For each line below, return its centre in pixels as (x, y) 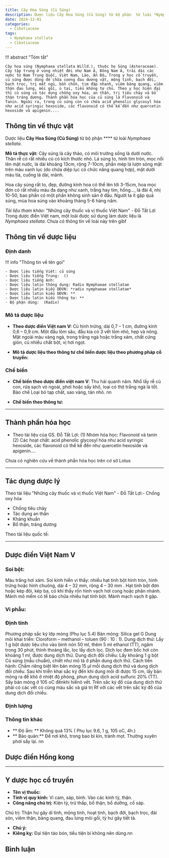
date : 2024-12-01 (23, 19)
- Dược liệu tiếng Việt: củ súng (40, 272)
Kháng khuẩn (26, 519)
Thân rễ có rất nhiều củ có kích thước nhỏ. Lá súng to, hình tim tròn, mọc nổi (84, 158)
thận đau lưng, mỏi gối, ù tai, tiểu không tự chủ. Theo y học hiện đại (83, 88)
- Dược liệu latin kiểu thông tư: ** (45, 298)
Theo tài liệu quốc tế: (27, 534)
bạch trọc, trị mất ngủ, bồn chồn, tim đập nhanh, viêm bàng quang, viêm (84, 84)
